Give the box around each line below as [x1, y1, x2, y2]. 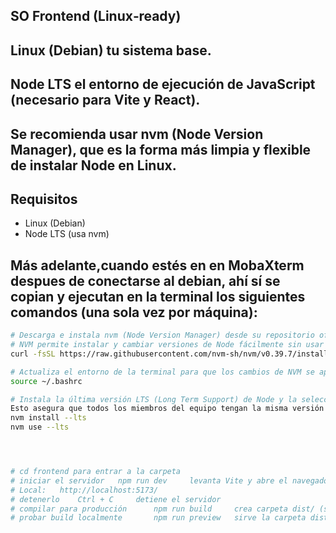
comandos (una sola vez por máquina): [10, 304, 258, 321]
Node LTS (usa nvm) [24, 228, 110, 240]
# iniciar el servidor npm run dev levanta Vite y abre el [10, 475, 288, 486]
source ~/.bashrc [10, 376, 83, 386]
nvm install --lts [10, 413, 87, 423]
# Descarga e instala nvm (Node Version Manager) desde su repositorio [10, 330, 315, 341]
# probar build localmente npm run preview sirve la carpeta [10, 513, 307, 523]
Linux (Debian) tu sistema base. [10, 42, 212, 59]
